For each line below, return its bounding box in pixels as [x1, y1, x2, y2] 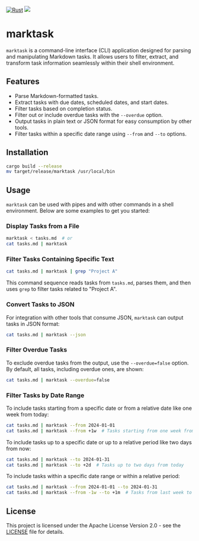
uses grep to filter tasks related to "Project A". [6, 286, 117, 293]
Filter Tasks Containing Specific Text [6, 255, 114, 264]
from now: [6, 445, 31, 452]
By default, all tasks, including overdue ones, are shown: [6, 365, 144, 372]
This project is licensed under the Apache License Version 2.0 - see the [6, 522, 181, 529]
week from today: [6, 410, 49, 418]
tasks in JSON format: [6, 320, 60, 327]
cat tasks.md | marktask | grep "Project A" [6, 268, 118, 274]
